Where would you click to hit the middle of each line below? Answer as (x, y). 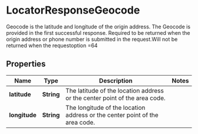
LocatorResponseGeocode (73, 10)
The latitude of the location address (115, 90)
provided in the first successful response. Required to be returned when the (98, 32)
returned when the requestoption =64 (52, 45)
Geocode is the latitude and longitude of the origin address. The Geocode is (98, 27)
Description (116, 80)
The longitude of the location (105, 107)
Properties (26, 64)
